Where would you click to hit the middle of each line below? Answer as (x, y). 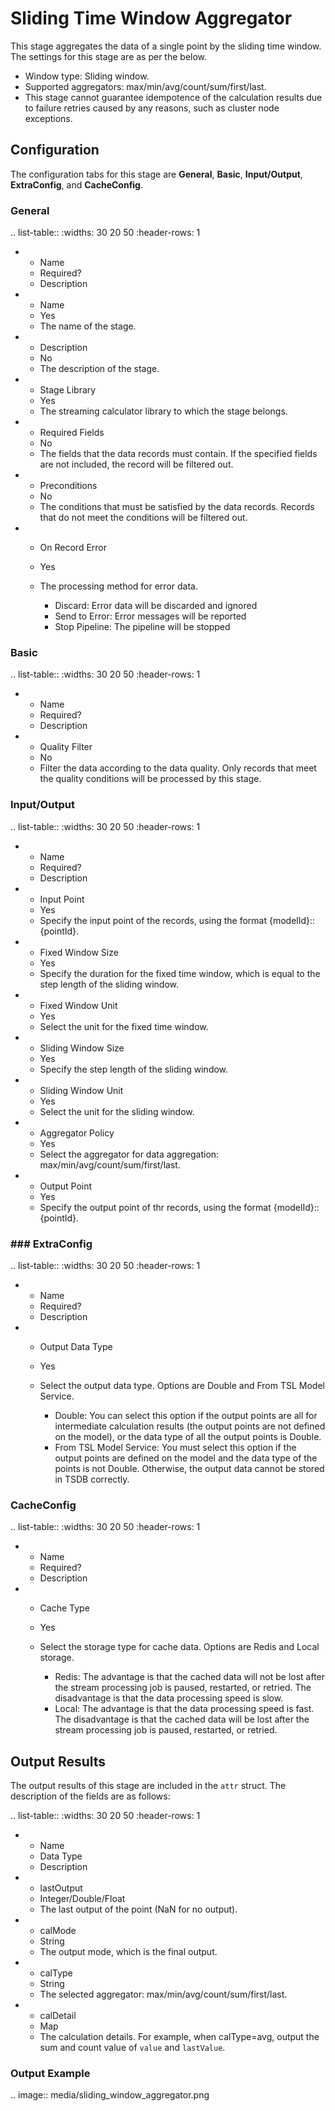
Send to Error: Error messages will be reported (150, 616)
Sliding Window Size (82, 1048)
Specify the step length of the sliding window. (134, 1069)
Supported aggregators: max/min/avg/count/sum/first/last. (145, 86)
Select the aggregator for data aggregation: (129, 1154)
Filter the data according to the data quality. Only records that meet (178, 768)
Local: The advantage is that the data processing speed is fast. (184, 1709)
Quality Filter (66, 747)
